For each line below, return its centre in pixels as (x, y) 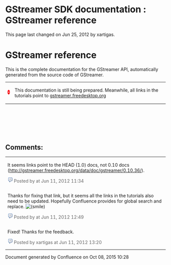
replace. (16, 206)
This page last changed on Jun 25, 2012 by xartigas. (60, 34)
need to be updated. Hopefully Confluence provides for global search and (84, 201)
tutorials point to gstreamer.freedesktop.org (60, 95)
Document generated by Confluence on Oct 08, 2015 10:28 (67, 257)
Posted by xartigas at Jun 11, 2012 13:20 (58, 242)
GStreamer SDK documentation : (76, 9)
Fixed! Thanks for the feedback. (41, 232)
